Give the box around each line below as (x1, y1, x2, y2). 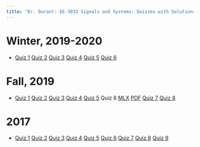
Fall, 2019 (6, 75, 55, 88)
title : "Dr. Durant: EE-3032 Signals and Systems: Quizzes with (6, 8, 169, 15)
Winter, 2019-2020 (6, 34, 102, 47)
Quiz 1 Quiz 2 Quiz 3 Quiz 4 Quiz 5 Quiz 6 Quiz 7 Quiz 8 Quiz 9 (14, 135, 168, 142)
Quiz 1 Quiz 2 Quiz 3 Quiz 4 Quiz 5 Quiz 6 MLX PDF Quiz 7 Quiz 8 (14, 94, 176, 101)
